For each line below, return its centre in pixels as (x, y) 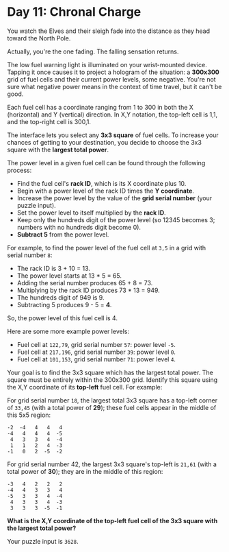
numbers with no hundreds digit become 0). (79, 227)
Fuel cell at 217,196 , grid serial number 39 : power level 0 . (96, 352)
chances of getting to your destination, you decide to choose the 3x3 (104, 142)
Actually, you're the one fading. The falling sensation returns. (93, 51)
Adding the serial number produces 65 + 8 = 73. (85, 283)
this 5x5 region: (29, 415)
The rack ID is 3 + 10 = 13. (53, 268)
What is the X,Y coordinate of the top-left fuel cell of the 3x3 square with (112, 520)
